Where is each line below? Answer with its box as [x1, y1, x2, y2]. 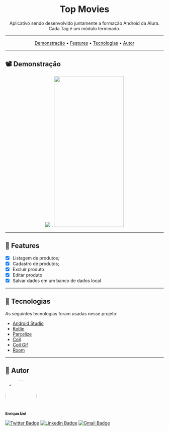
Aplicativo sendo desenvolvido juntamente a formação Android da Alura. [9, 20, 160, 26]
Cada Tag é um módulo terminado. [48, 25, 121, 31]
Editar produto [12, 272, 43, 278]
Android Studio [12, 320, 44, 326]
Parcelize [12, 331, 32, 337]
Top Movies [59, 4, 110, 15]
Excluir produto [12, 266, 44, 272]
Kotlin [12, 325, 25, 331]
